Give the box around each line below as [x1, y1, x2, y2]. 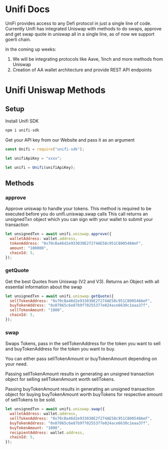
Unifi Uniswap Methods [5, 84, 106, 96]
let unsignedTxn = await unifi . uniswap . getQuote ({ [5, 293, 114, 299]
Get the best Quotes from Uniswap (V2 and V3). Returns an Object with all [5, 278, 160, 284]
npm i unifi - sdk [5, 127, 39, 132]
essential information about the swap [5, 284, 82, 290]
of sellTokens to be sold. [5, 397, 57, 403]
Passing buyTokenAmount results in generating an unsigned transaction [5, 386, 155, 392]
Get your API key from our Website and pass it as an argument [5, 137, 135, 143]
